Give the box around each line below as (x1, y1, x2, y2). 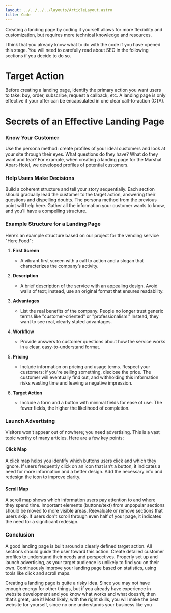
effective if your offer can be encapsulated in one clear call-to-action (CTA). (5, 98, 165, 104)
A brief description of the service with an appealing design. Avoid (20, 283, 158, 289)
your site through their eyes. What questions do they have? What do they (5, 151, 158, 157)
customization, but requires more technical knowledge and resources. (5, 32, 152, 38)
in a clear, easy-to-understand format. (20, 344, 101, 350)
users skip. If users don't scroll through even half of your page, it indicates (5, 513, 161, 519)
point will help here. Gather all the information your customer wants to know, (5, 202, 165, 209)
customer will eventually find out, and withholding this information (20, 374, 159, 380)
